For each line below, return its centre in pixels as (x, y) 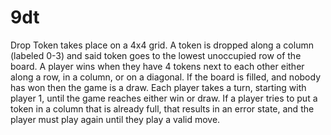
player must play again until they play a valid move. (115, 119)
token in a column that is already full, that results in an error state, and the (162, 108)
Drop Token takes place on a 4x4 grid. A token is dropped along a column (162, 45)
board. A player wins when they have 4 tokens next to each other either (157, 66)
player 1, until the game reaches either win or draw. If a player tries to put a (164, 98)
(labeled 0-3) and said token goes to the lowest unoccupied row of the (156, 55)
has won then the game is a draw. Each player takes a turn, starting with (158, 87)
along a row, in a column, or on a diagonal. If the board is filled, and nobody (165, 77)
